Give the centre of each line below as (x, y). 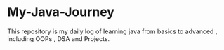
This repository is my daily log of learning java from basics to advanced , (112, 31)
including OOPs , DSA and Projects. (59, 38)
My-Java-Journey (61, 12)
